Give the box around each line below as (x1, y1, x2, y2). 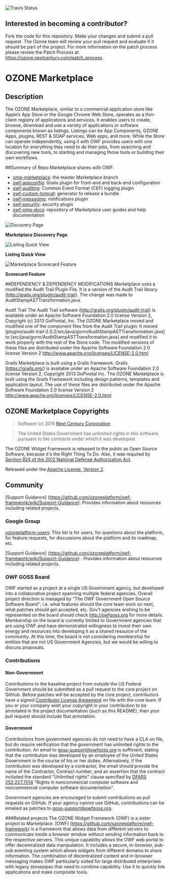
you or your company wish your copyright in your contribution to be (5, 702, 147, 708)
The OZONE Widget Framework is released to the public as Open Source (5, 445, 157, 451)
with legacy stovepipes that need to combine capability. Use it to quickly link (5, 864, 165, 870)
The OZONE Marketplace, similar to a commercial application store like (5, 106, 153, 112)
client (5, 117, 17, 123)
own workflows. (5, 154, 39, 160)
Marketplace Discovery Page (5, 232, 67, 238)
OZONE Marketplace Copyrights (5, 407, 109, 416)
